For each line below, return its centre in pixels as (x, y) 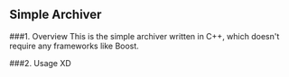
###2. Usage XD (41, 63)
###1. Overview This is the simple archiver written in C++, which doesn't (144, 36)
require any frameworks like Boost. (75, 46)
